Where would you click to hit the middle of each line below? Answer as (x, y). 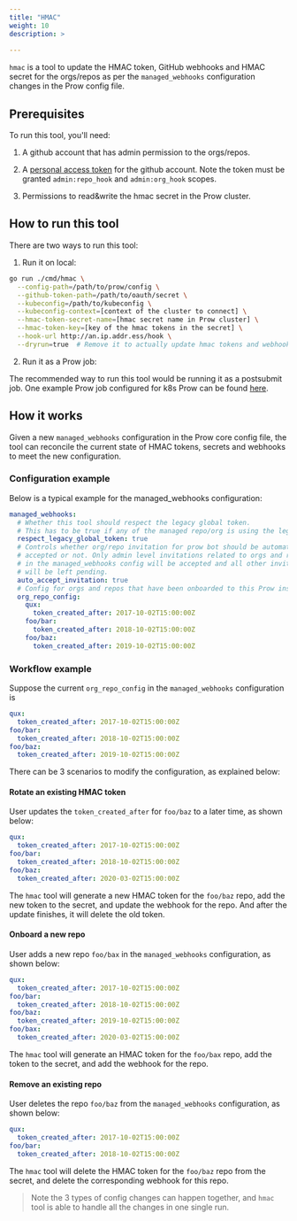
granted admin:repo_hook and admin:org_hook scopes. (119, 179)
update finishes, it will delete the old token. (87, 914)
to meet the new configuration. (65, 456)
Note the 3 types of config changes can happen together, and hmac (152, 1197)
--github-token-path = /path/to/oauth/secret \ (103, 295)
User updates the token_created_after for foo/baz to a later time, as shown (146, 812)
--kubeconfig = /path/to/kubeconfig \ (84, 303)
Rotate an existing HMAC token (68, 792)
